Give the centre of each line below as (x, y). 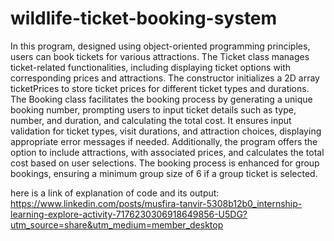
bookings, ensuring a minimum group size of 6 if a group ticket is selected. (164, 173)
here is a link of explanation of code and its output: (115, 193)
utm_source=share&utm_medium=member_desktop (117, 224)
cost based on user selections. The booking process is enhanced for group (165, 163)
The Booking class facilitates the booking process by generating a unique (161, 99)
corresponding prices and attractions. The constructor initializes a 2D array (165, 78)
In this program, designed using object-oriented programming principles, (160, 46)
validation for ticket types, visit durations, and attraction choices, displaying (166, 131)
